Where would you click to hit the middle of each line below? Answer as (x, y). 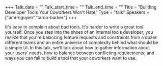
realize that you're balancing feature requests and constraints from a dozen (81, 37)
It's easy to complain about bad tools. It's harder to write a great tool (74, 27)
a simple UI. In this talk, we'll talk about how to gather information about (78, 48)
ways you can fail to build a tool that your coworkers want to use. (71, 58)
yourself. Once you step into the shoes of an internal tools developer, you (79, 32)
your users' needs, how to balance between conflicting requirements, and (80, 53)
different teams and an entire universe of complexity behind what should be (82, 43)
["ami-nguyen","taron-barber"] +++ (41, 17)
